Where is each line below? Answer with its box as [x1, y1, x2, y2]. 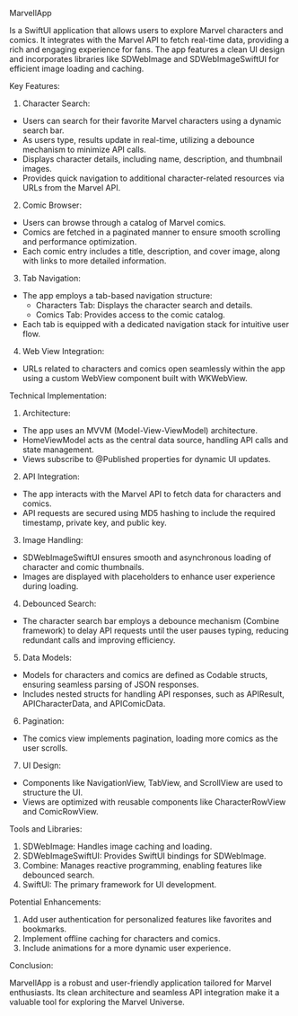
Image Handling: [22, 535, 83, 545]
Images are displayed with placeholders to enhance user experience [22, 571, 276, 582]
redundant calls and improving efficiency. [22, 635, 176, 646]
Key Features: [9, 81, 60, 91]
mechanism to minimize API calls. [22, 144, 146, 155]
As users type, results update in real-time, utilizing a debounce [22, 135, 255, 145]
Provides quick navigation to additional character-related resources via [22, 173, 285, 183]
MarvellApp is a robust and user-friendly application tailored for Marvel [9, 977, 272, 988]
